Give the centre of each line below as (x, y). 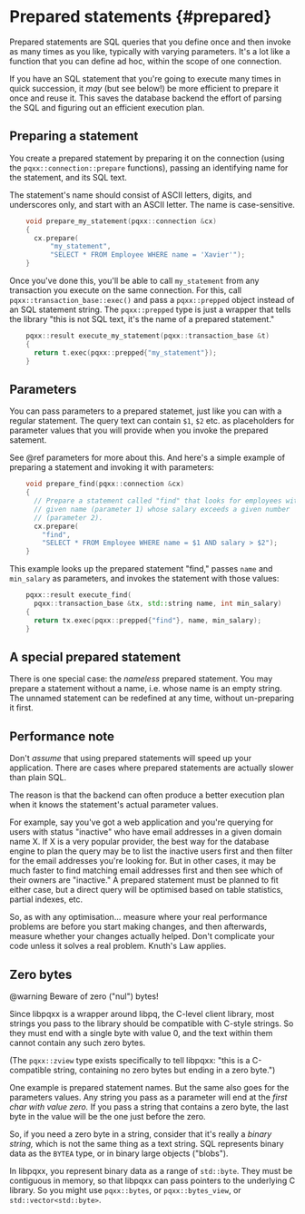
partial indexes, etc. (46, 899)
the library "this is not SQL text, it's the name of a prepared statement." (142, 319)
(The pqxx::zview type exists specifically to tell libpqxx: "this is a (130, 1060)
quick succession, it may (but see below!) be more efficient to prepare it (144, 88)
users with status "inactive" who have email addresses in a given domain (146, 832)
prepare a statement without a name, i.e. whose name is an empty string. (146, 689)
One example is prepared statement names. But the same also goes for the (149, 1087)
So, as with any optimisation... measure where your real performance (138, 917)
